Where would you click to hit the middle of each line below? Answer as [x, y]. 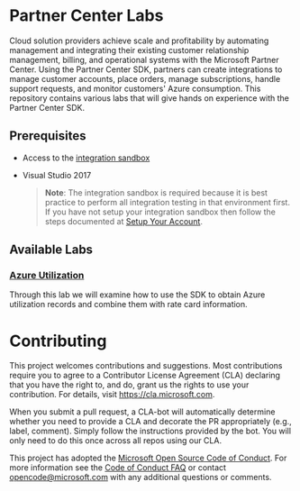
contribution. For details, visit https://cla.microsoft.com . [112, 395]
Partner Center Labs [86, 16]
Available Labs [51, 250]
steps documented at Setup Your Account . [123, 221]
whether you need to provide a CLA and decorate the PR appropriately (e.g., [151, 422]
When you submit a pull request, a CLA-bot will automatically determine [142, 412]
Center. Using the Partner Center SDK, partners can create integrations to [146, 69]
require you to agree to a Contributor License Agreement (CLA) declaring [145, 376]
